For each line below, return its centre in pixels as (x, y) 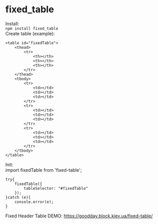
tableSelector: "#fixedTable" (56, 188)
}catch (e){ (18, 197)
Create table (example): (30, 33)
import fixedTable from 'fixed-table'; (44, 170)
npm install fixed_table (32, 28)
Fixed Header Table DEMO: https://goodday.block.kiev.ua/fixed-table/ (79, 216)
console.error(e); (34, 202)
